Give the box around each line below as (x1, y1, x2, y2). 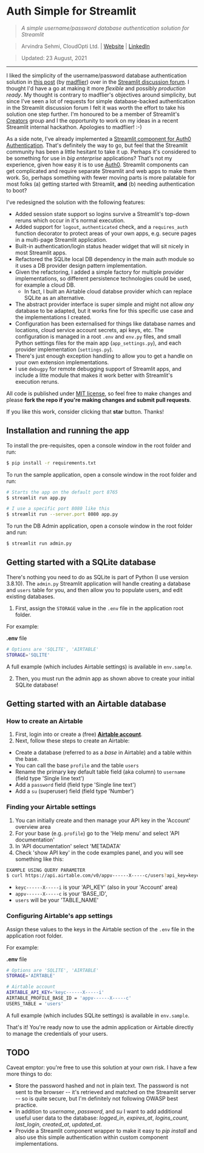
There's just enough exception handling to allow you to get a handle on (15, 352, 193, 359)
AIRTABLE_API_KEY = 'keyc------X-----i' (6, 990, 104, 996)
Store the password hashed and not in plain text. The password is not (15, 1082, 189, 1089)
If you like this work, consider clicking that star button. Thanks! (6, 408, 164, 415)
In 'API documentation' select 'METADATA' (15, 842, 121, 849)
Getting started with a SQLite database (6, 557, 156, 568)
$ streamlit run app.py (6, 495, 67, 501)
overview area (15, 823, 51, 830)
